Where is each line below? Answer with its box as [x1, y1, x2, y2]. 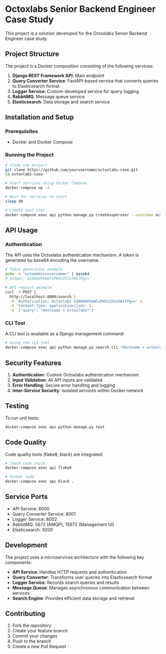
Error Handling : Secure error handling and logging [12, 382, 115, 388]
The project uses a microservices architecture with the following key [5, 554, 144, 560]
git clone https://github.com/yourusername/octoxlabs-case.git [5, 167, 138, 172]
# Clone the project [5, 163, 48, 167]
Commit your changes [12, 633, 58, 639]
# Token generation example [5, 267, 63, 272]
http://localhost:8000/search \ [9, 294, 77, 299]
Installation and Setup [5, 113, 74, 122]
